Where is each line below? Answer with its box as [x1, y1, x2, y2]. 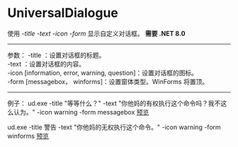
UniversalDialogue [7, 5, 119, 21]
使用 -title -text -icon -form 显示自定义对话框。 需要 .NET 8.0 [7, 29, 186, 37]
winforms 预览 [7, 131, 50, 140]
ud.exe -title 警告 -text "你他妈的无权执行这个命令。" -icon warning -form [7, 122, 221, 131]
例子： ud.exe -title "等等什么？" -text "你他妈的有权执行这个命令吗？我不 [7, 99, 221, 107]
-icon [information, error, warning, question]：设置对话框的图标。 [7, 69, 198, 77]
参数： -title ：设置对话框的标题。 [7, 51, 106, 59]
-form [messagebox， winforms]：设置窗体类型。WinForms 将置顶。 [7, 77, 209, 86]
